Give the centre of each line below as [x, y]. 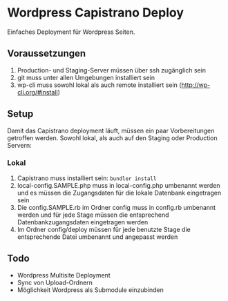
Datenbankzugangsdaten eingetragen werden [83, 222]
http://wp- [196, 85]
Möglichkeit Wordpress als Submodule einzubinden [90, 290]
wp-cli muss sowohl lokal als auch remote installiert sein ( [99, 85]
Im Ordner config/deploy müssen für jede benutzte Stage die [104, 229]
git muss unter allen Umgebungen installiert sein [86, 77]
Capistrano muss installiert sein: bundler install [87, 178]
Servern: [20, 145]
